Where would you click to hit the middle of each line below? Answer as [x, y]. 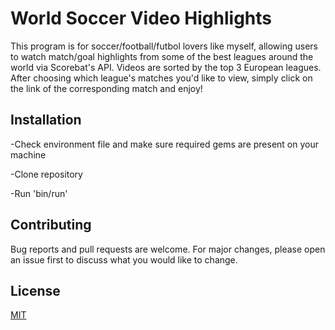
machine [28, 154]
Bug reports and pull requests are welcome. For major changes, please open [168, 249]
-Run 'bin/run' [39, 193]
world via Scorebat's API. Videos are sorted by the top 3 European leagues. [166, 67]
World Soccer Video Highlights [141, 18]
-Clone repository [46, 174]
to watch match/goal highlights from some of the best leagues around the [162, 56]
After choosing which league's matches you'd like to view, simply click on [161, 78]
